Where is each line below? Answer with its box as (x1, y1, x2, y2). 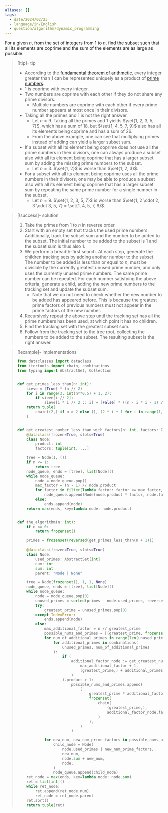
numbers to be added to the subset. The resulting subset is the (24, 334, 155, 340)
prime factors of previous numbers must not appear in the (32, 302, 152, 308)
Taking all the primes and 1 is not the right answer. (24, 112, 128, 118)
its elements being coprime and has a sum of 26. (32, 128, 133, 134)
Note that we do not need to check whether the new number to (32, 292, 162, 298)
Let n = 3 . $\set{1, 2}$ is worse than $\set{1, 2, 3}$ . (32, 166, 139, 172)
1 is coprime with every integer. (24, 86, 89, 92)
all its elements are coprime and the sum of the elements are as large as (5, 45, 153, 51)
